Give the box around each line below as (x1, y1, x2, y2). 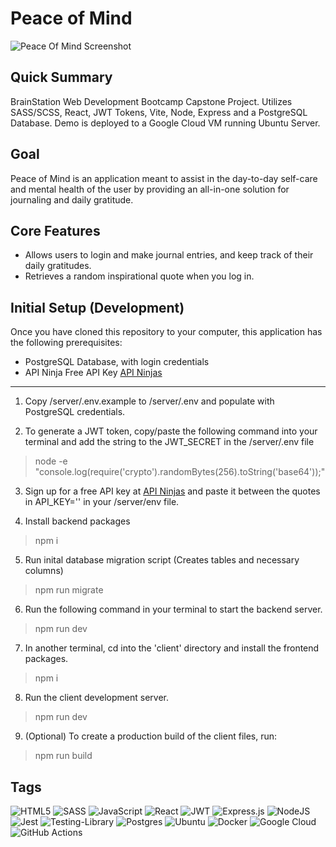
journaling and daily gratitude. (10, 193, 134, 206)
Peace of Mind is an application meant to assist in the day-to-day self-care (10, 172, 318, 184)
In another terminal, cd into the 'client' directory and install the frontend (24, 642, 320, 654)
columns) (24, 565, 64, 577)
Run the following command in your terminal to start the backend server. (24, 603, 323, 616)
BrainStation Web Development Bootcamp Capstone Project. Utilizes (10, 95, 293, 107)
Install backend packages (24, 515, 131, 527)
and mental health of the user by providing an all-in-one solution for (10, 183, 290, 195)
